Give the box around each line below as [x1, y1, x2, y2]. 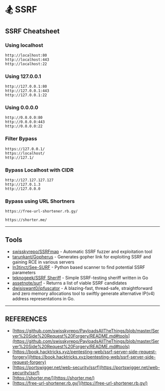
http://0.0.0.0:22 [5, 124, 43, 129]
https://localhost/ [5, 151, 45, 156]
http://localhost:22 [5, 61, 48, 67]
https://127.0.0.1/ [5, 146, 45, 151]
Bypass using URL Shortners [5, 198, 75, 205]
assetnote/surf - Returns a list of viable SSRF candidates [12, 280, 127, 286]
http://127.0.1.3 [5, 182, 41, 187]
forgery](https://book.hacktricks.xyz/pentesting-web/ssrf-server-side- [12, 354, 156, 360]
